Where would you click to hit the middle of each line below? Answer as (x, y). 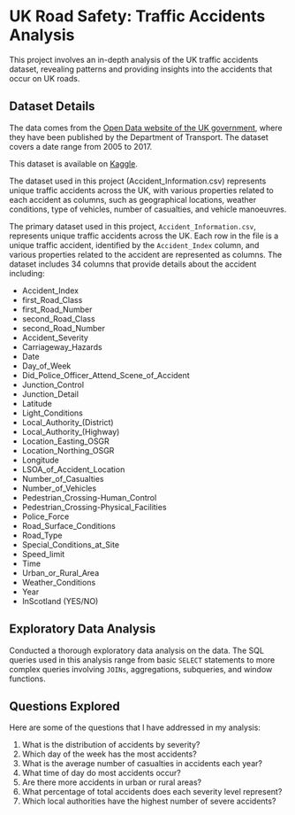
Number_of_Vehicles (59, 488)
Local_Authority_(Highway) (71, 431)
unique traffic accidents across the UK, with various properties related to (141, 190)
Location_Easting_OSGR (66, 441)
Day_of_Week (46, 366)
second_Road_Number (64, 328)
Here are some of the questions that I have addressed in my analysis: (135, 727)
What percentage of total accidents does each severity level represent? (152, 792)
